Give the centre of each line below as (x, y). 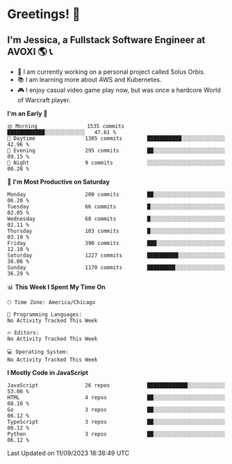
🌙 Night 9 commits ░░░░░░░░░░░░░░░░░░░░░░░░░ (116, 163)
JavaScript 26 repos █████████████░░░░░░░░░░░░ (116, 385)
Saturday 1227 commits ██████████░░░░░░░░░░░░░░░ (116, 255)
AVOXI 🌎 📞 (30, 51)
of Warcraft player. (44, 100)
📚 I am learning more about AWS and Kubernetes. (89, 80)
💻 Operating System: (38, 352)
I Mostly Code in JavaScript (48, 373)
